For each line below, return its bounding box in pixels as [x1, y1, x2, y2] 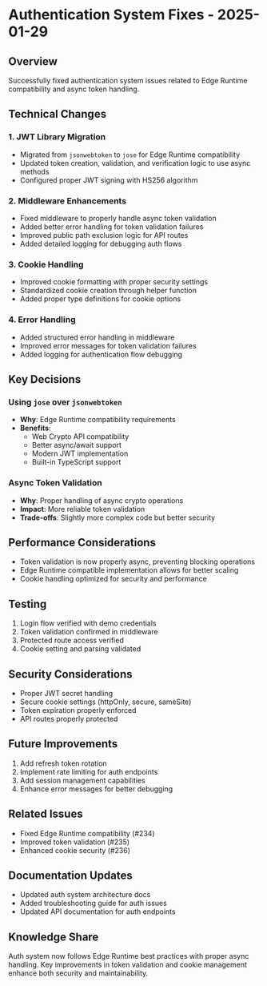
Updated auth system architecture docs [19, 890, 151, 899]
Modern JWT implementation [31, 449, 129, 458]
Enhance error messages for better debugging [19, 783, 173, 794]
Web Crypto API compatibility [31, 432, 130, 441]
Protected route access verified [19, 635, 124, 646]
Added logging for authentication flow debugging [19, 349, 182, 359]
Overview [8, 54, 58, 68]
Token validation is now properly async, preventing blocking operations [19, 557, 256, 566]
